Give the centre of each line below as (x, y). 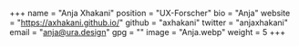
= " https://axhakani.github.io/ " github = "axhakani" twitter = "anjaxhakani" (149, 23)
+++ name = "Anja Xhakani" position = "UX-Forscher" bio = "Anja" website (150, 13)
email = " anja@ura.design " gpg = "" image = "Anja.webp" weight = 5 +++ (147, 32)
